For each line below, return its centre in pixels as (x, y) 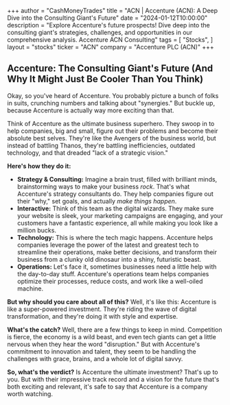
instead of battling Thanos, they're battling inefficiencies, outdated (101, 145)
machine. (30, 289)
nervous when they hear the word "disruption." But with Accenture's (104, 344)
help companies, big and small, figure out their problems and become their (113, 131)
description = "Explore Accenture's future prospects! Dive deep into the (109, 25)
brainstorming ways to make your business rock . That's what (103, 186)
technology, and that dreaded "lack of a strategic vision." (88, 152)
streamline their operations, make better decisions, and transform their (117, 252)
